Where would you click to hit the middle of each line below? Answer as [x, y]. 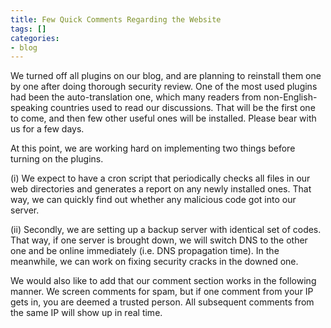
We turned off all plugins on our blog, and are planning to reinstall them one [166, 76]
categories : [35, 38]
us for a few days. [47, 129]
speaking [29, 108]
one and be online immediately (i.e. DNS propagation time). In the [145, 251]
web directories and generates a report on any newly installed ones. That [161, 189]
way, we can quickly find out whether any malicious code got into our [153, 200]
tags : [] [28, 29]
